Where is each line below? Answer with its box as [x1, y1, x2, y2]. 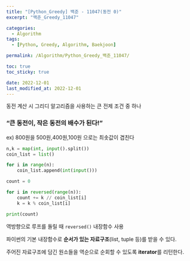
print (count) [6, 211, 39, 217]
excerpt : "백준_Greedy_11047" [6, 14, 79, 20]
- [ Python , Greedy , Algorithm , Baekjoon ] [11, 42, 117, 48]
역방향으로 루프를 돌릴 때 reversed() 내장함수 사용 [6, 223, 124, 230]
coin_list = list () [6, 151, 55, 157]
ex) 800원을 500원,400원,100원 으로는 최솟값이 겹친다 [6, 133, 134, 141]
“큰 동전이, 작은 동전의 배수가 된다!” [6, 119, 103, 128]
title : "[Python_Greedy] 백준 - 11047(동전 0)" [6, 8, 122, 15]
